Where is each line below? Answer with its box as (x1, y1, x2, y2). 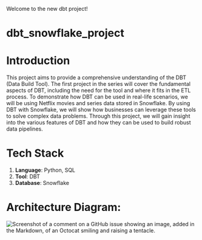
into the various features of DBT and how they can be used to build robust (6, 119, 191, 126)
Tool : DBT (15, 173, 41, 180)
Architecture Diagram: (6, 201, 121, 214)
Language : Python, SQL (15, 166, 76, 174)
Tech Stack (6, 146, 64, 160)
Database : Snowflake (15, 180, 70, 187)
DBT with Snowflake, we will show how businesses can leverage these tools (6, 106, 196, 114)
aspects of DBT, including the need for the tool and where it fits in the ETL (6, 87, 191, 94)
